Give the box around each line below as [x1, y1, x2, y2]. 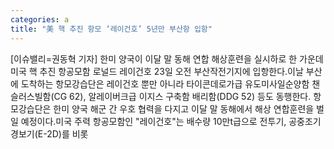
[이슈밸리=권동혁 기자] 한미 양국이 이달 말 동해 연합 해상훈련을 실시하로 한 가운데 [10, 52, 324, 65]
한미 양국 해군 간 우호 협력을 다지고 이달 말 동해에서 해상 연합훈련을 [53, 102, 315, 115]
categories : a [10, 14, 70, 25]
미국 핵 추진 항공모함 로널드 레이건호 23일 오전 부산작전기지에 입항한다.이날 [10, 65, 304, 77]
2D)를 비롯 [46, 127, 89, 140]
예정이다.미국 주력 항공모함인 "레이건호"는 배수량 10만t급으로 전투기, [20, 115, 287, 127]
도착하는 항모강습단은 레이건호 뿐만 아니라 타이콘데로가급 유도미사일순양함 [20, 77, 310, 90]
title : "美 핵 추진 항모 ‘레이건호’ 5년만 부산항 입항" [10, 24, 213, 34]
